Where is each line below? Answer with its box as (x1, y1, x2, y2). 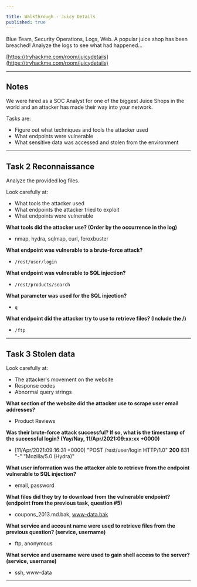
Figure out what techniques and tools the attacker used (14, 126, 148, 134)
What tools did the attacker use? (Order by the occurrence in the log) (6, 224, 178, 231)
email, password (14, 482, 55, 489)
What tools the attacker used (14, 200, 85, 207)
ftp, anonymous (14, 539, 53, 547)
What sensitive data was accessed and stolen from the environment (14, 139, 179, 146)
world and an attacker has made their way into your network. (6, 104, 154, 111)
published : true (6, 19, 46, 25)
